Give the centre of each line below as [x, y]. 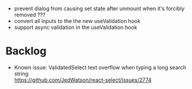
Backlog [26, 51]
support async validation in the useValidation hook [76, 27]
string [21, 74]
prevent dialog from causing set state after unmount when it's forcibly [99, 9]
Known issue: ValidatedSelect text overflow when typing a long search [100, 67]
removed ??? [30, 15]
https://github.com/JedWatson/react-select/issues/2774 [83, 80]
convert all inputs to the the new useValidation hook [77, 21]
